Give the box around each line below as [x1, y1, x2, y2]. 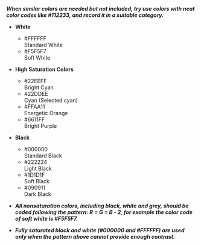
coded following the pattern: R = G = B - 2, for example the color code [14, 209, 193, 216]
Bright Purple [24, 122, 57, 129]
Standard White [24, 42, 63, 48]
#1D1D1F [24, 171, 45, 178]
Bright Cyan [24, 84, 54, 91]
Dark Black [24, 191, 51, 198]
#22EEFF [24, 78, 47, 84]
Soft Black [24, 178, 50, 184]
